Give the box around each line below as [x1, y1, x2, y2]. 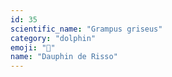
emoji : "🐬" [10, 42, 56, 53]
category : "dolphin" [10, 33, 97, 43]
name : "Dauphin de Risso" [10, 52, 118, 62]
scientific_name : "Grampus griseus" [10, 24, 163, 34]
